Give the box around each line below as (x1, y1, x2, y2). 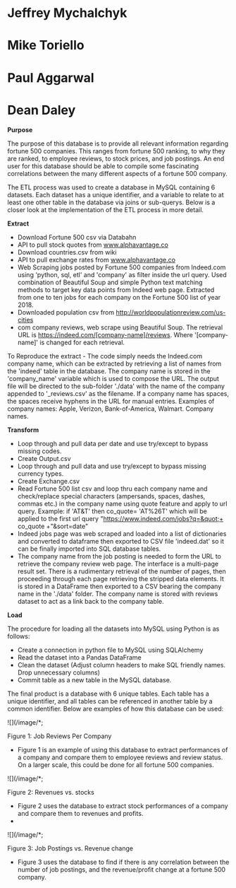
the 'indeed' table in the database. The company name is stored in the (7, 366, 211, 375)
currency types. (17, 469, 64, 478)
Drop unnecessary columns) (17, 668, 101, 677)
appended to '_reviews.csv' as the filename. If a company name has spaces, (7, 389, 229, 397)
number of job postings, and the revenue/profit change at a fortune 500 (17, 865, 226, 874)
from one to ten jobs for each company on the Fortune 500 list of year (17, 293, 221, 301)
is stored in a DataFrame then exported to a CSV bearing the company (17, 582, 222, 590)
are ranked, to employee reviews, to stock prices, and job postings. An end (7, 154, 225, 163)
